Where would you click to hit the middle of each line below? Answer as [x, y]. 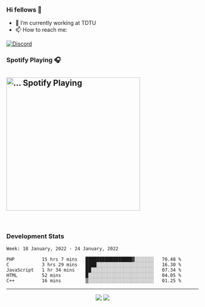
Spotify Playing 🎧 [34, 60]
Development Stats [35, 236]
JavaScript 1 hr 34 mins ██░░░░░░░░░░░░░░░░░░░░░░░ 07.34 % [94, 270]
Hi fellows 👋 [24, 10]
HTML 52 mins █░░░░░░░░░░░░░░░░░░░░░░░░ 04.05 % [94, 276]
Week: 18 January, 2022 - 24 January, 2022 [63, 249]
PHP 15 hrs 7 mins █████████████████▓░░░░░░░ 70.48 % [94, 259]
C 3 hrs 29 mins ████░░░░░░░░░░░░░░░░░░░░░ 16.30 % [94, 265]
